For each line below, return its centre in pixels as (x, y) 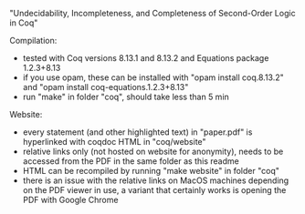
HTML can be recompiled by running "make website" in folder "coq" (151, 171)
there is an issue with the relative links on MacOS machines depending (156, 180)
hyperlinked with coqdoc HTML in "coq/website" (115, 142)
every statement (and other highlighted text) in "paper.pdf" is (137, 132)
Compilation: (33, 41)
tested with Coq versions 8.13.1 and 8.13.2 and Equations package (146, 58)
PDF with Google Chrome (70, 200)
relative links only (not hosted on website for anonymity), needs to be (153, 151)
